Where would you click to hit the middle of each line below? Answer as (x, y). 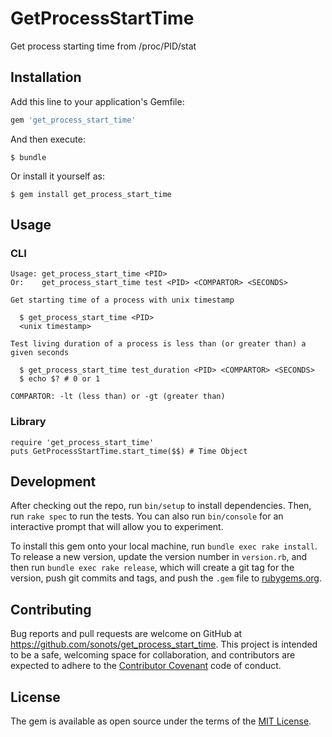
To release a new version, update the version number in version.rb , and (159, 557)
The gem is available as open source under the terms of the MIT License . (161, 721)
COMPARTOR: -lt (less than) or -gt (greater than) (118, 397)
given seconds (40, 353)
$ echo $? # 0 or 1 (60, 379)
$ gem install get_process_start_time (91, 194)
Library (28, 422)
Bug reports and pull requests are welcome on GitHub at (126, 634)
